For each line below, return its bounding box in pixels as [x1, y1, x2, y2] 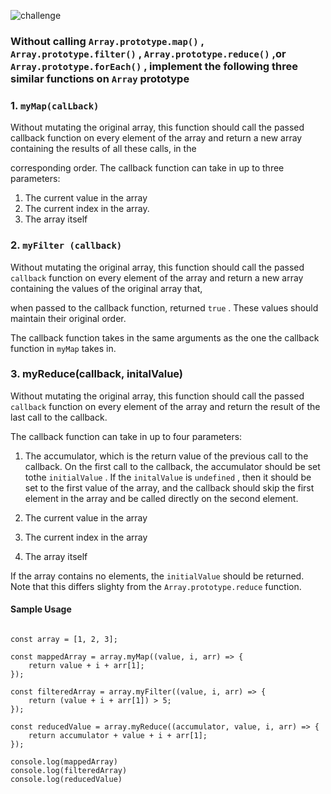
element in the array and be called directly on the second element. [24, 492, 299, 504]
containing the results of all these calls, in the [10, 143, 197, 155]
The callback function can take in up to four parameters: [10, 430, 243, 442]
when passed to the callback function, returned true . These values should [10, 301, 319, 314]
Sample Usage [10, 603, 72, 615]
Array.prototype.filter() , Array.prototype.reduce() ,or [10, 46, 287, 60]
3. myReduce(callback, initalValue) [10, 367, 184, 381]
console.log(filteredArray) [10, 766, 128, 776]
